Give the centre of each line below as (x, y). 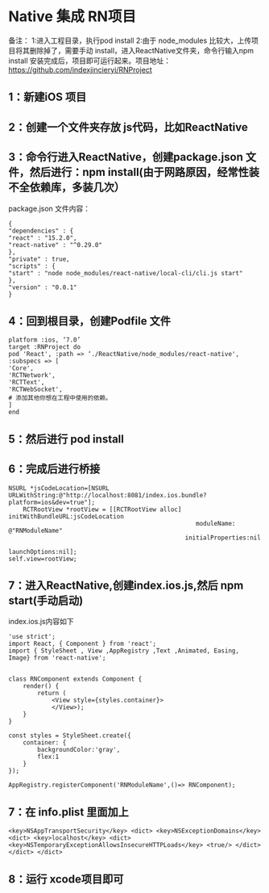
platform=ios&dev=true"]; (52, 502)
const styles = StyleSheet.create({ (70, 736)
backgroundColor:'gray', (79, 750)
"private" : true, (39, 259)
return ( (52, 694)
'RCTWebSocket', (35, 390)
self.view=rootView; (43, 559)
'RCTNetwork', (32, 375)
